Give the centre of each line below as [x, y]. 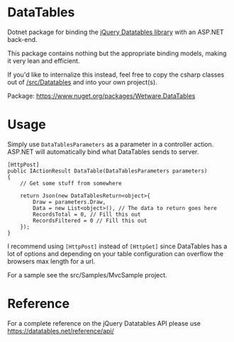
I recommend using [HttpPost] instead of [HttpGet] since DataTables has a [117, 246]
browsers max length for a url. [51, 261]
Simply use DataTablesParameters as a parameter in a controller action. [111, 144]
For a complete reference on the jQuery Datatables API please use [104, 323]
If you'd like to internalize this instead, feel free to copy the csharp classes [116, 75]
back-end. [22, 39]
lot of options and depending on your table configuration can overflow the [116, 253]
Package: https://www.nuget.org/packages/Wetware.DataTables [101, 96]
